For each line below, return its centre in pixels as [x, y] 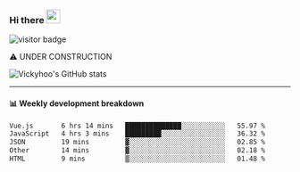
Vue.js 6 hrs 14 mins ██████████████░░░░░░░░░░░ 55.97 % [137, 126]
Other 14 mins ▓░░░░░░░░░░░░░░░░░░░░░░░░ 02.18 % [137, 151]
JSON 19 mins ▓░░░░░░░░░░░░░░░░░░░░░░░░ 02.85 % [137, 143]
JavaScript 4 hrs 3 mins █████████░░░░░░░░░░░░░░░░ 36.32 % [137, 134]
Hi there [27, 20]
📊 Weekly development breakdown [77, 103]
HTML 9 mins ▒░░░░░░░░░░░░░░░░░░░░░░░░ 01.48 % [137, 159]
